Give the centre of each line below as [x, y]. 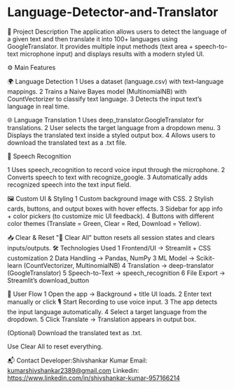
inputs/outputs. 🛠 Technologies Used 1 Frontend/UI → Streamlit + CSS [109, 248]
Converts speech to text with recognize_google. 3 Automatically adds [108, 177]
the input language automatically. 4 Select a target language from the [107, 311]
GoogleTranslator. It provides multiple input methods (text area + [101, 46]
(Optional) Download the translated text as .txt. [75, 332]
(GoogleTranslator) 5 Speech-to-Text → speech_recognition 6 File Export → [116, 273]
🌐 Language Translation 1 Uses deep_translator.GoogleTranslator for [106, 120]
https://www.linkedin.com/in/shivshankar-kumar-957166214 [94, 378]
